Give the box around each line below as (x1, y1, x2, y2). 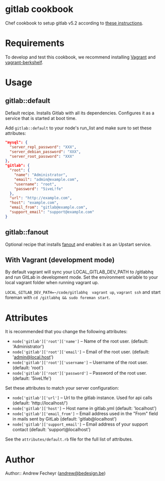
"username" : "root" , (14, 181, 57, 187)
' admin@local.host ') (12, 354, 54, 360)
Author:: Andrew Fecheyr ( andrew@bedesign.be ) (5, 471, 106, 477)
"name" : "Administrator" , (14, 172, 68, 177)
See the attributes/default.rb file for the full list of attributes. (5, 436, 133, 443)
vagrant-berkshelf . (5, 59, 43, 65)
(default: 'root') (12, 365, 44, 371)
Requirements (5, 37, 65, 49)
